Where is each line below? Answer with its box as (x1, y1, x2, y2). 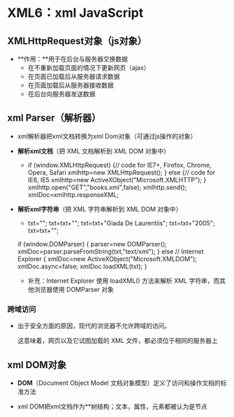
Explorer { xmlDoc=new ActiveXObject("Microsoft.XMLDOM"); (17, 254, 198, 263)
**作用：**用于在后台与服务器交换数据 (17, 55, 128, 63)
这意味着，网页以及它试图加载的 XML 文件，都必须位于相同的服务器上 (17, 337, 218, 345)
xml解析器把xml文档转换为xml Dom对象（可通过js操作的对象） (17, 132, 197, 140)
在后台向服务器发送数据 (27, 90, 96, 98)
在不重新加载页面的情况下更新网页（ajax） (27, 64, 150, 72)
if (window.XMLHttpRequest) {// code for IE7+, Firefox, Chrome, (27, 161, 212, 169)
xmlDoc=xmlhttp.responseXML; (27, 190, 119, 198)
